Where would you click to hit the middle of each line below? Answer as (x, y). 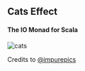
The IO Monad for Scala (42, 29)
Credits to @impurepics (42, 59)
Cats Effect (33, 12)
